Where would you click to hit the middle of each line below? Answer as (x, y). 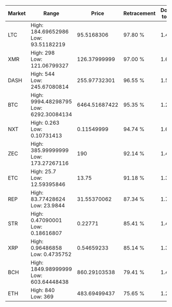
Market (17, 13)
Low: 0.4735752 (51, 254)
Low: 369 (42, 296)
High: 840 (43, 290)
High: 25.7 (43, 171)
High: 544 (43, 74)
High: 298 (43, 53)
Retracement (139, 13)
